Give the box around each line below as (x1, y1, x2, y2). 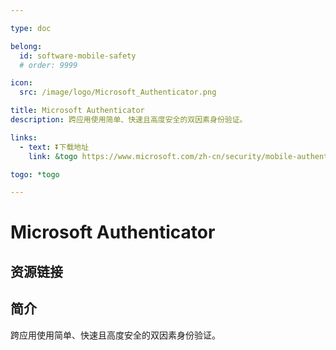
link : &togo (28, 151, 78, 161)
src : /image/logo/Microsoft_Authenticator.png (19, 87, 217, 98)
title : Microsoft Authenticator (10, 106, 145, 116)
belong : (10, 41, 43, 51)
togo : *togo (10, 169, 60, 180)
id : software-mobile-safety (19, 51, 137, 61)
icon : (10, 78, 33, 88)
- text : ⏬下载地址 (19, 142, 90, 152)
